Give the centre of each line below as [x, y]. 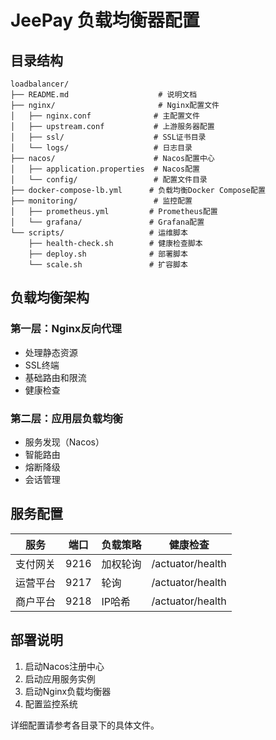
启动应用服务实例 [60, 678]
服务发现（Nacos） [64, 442]
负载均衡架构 [50, 297]
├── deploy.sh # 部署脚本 [108, 254]
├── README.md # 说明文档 [104, 95]
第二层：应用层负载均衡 [66, 418]
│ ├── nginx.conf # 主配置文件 [105, 116]
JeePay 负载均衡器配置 [105, 20]
